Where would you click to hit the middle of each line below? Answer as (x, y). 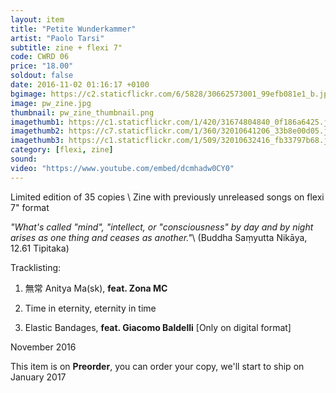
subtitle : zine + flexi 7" (66, 47)
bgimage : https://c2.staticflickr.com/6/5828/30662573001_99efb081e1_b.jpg (171, 94)
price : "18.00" (42, 66)
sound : (24, 159)
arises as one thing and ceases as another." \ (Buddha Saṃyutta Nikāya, (159, 237)
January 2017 (38, 377)
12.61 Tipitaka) (40, 248)
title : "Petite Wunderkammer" (73, 29)
